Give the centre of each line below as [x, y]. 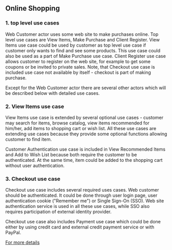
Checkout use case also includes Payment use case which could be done [83, 222]
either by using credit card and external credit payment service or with [80, 227]
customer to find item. [29, 139]
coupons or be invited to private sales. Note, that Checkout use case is [80, 67]
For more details [23, 242]
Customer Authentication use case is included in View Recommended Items [85, 149]
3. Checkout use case [33, 179]
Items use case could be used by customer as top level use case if [76, 45]
